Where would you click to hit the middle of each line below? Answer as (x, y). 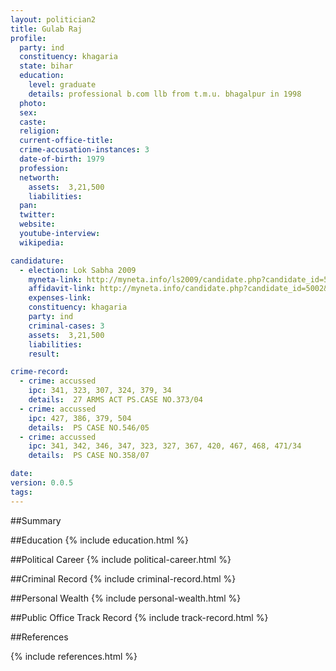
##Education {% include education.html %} (100, 540)
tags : (21, 492)
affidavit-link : (62, 289)
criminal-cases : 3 (66, 326)
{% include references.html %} (74, 656)
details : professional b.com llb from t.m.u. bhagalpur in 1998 (165, 94)
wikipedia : (42, 242)
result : (44, 354)
